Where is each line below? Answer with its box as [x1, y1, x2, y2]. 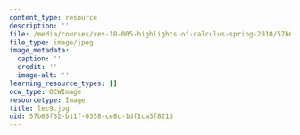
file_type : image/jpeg [9, 37, 94, 47]
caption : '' [17, 54, 62, 63]
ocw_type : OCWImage [9, 87, 82, 96]
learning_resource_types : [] [9, 79, 118, 88]
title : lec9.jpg [9, 104, 70, 113]
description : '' [9, 21, 70, 30]
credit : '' [17, 63, 58, 72]
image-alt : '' [17, 71, 70, 80]
